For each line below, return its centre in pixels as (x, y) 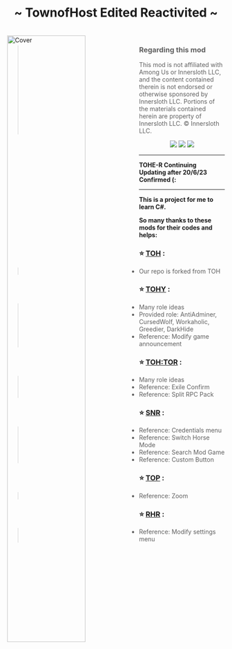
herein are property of (171, 116)
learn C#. (153, 207)
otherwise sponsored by (174, 94)
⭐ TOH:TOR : (161, 362)
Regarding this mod (172, 50)
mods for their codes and (176, 228)
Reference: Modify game (174, 336)
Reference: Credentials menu (181, 431)
